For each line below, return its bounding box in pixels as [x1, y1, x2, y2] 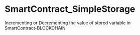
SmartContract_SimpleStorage [5, 3, 135, 15]
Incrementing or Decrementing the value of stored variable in [5, 20, 131, 26]
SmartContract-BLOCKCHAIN [5, 25, 66, 31]
